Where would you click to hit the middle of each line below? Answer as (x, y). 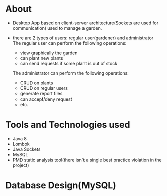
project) (21, 165)
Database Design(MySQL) (61, 186)
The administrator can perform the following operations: (71, 73)
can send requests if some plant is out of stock (69, 63)
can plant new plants (41, 58)
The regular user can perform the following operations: (69, 43)
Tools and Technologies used (68, 125)
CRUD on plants (36, 83)
